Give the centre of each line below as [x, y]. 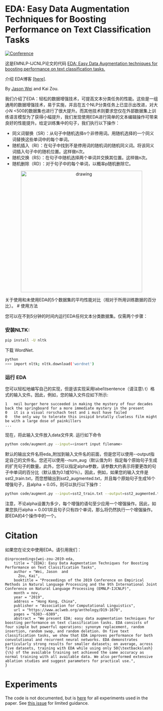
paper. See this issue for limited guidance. [47, 703]
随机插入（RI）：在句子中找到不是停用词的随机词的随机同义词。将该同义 [83, 145]
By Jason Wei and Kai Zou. [32, 88]
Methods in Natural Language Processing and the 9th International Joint [81, 584]
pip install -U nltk [26, 340]
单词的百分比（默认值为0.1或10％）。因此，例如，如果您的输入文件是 [81, 472]
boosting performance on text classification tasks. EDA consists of [77, 623]
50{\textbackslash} [133, 648]
